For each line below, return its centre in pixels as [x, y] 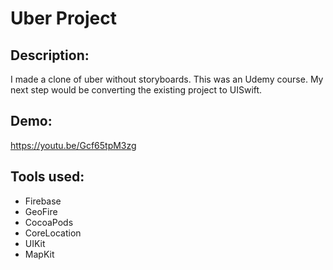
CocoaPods [49, 222]
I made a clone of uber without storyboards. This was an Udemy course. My [167, 79]
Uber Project [63, 18]
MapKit [39, 254]
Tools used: [47, 177]
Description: [50, 55]
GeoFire [41, 211]
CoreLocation [53, 233]
